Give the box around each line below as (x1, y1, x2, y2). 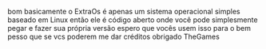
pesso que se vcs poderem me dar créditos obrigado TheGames (7, 32, 220, 41)
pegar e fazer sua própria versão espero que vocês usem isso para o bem (7, 24, 252, 32)
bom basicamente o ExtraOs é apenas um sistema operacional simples (7, 7, 240, 16)
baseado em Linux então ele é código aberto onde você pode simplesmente (7, 15, 258, 24)
